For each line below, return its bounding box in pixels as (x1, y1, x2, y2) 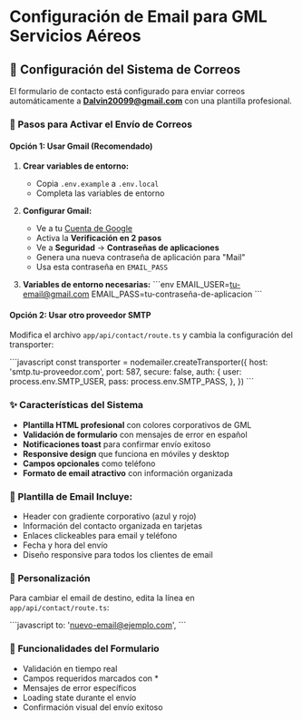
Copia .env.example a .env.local (35, 179, 160, 190)
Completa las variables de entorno (35, 188, 165, 199)
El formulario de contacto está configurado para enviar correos (9, 86, 246, 96)
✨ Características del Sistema (9, 399, 143, 412)
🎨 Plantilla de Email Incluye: (9, 490, 133, 502)
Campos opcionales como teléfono (22, 458, 156, 469)
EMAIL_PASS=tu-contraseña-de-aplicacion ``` (91, 288, 263, 300)
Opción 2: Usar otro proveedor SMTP (9, 309, 151, 320)
